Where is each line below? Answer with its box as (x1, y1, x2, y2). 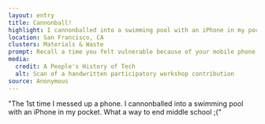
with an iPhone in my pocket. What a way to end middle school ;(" (8, 107, 222, 116)
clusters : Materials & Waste (8, 41, 104, 49)
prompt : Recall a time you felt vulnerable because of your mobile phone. (8, 48, 259, 56)
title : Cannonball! (8, 19, 73, 27)
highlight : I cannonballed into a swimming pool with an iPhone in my (8, 26, 245, 34)
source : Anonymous (8, 77, 69, 85)
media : (8, 56, 30, 64)
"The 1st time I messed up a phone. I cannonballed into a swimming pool (8, 99, 244, 108)
